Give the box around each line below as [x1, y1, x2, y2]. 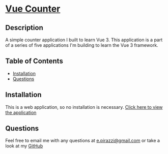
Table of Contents [5, 57, 64, 66]
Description [5, 23, 43, 32]
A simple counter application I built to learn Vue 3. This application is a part [5, 37, 163, 43]
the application [5, 109, 37, 115]
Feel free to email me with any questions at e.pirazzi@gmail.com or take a [5, 138, 160, 144]
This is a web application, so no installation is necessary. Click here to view [5, 104, 163, 110]
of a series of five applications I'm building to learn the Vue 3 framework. [5, 42, 159, 48]
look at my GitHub [5, 143, 43, 149]
